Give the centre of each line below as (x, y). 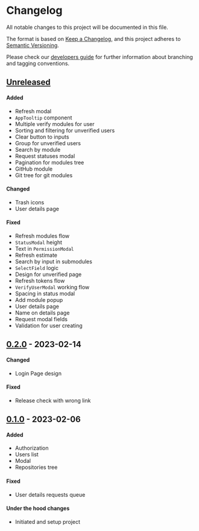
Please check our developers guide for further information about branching (99, 57)
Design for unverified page (48, 274)
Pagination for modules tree (49, 162)
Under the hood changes (38, 508)
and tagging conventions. (38, 63)
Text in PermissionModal (44, 248)
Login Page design (38, 373)
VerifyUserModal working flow (52, 287)
